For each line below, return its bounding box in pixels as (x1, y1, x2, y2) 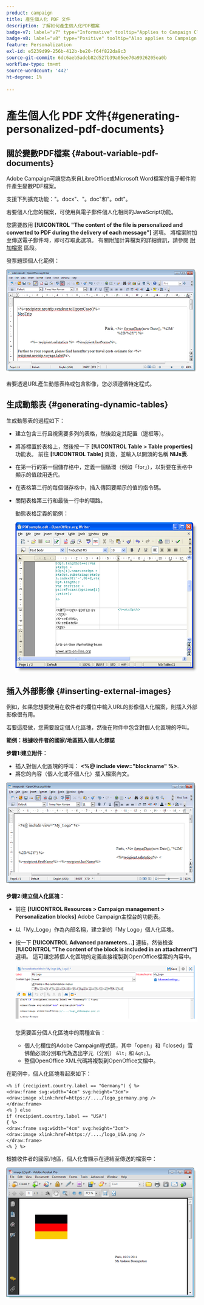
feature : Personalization (6, 42, 72, 48)
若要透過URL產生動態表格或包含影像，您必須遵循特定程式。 (6, 380, 155, 387)
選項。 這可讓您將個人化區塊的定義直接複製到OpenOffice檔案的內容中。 (15, 953, 195, 960)
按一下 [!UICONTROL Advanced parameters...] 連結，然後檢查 (15, 939, 174, 946)
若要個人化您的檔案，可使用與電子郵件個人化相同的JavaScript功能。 (6, 209, 177, 216)
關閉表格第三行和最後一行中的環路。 (15, 496, 106, 504)
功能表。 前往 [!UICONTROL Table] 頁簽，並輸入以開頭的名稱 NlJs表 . (15, 450, 189, 457)
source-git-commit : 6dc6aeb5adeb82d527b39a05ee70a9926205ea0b (6, 55, 167, 61)
